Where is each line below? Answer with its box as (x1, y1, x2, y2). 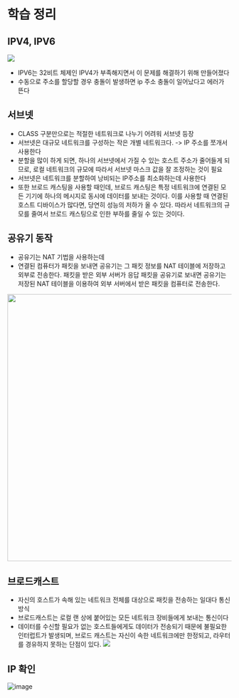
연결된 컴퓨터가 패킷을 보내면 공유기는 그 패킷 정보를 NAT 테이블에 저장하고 (17, 261, 226, 270)
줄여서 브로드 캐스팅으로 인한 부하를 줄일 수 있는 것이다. (31, 209, 185, 218)
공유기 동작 (7, 232, 53, 244)
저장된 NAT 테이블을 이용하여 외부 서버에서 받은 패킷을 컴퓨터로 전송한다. (17, 279, 221, 288)
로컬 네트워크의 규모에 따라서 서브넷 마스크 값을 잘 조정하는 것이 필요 (33, 165, 223, 173)
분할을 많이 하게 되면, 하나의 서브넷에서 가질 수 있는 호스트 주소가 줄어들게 (17, 156, 223, 165)
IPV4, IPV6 (7, 35, 55, 47)
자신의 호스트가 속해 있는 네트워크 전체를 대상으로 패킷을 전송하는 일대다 (17, 595, 218, 604)
